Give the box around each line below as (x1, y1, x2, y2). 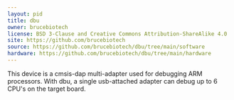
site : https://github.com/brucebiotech (7, 37, 126, 44)
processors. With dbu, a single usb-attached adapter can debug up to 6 (7, 77, 218, 85)
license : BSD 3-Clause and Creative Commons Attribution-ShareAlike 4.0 (7, 30, 228, 38)
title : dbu (7, 17, 40, 24)
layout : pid (7, 10, 43, 18)
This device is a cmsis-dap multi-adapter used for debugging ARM (7, 69, 203, 78)
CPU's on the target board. (7, 84, 87, 93)
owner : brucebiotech (7, 23, 69, 30)
